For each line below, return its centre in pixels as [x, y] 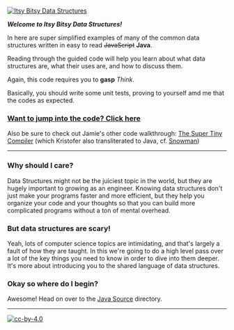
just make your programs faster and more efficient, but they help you [106, 196]
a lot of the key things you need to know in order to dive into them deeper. [113, 258]
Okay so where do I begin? [53, 283]
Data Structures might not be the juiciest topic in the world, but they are [110, 180]
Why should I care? [40, 166]
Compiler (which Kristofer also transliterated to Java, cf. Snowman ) [103, 141]
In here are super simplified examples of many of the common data [103, 38]
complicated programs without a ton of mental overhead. [89, 210]
